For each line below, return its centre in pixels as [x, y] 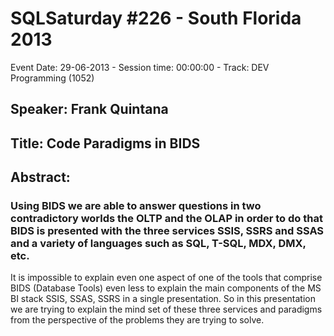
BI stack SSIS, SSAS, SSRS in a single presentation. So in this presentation [163, 299]
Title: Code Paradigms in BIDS [105, 143]
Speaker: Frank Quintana [89, 109]
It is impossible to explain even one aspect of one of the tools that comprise [166, 278]
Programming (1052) [52, 78]
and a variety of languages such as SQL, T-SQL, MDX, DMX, [158, 244]
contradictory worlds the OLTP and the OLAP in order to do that [166, 219]
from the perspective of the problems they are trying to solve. [137, 320]
